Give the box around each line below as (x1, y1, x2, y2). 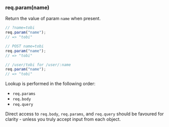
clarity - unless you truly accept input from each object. (5, 116, 121, 122)
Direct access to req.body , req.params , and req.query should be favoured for (5, 111, 164, 117)
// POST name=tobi (5, 43, 44, 49)
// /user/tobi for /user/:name (5, 62, 71, 67)
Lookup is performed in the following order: (5, 81, 96, 87)
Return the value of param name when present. (5, 16, 101, 22)
